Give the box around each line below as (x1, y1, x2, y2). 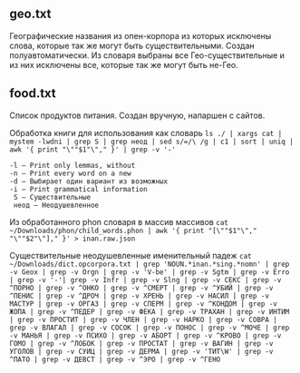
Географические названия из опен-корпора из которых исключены (9, 30, 272, 41)
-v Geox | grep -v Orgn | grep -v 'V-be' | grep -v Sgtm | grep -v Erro (9, 267, 290, 277)
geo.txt (9, 6, 52, 22)
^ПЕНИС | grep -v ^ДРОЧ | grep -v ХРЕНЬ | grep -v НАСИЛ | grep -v (9, 291, 270, 300)
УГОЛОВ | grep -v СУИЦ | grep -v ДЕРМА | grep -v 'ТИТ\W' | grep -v (9, 347, 274, 356)
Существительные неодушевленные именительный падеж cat (9, 250, 252, 260)
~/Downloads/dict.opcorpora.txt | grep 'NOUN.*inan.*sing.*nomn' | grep (9, 260, 290, 269)
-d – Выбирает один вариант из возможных (9, 176, 169, 186)
